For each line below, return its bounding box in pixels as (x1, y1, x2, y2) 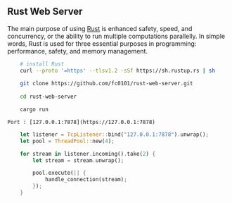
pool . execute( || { (32, 169, 86, 177)
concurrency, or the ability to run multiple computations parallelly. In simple (7, 32, 226, 40)
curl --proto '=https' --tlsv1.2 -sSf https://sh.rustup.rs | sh (20, 67, 216, 74)
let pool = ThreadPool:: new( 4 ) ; (20, 137, 115, 144)
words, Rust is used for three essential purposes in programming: (7, 39, 197, 48)
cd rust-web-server (20, 93, 77, 101)
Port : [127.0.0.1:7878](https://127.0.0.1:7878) (7, 118, 156, 125)
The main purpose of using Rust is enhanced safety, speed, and (7, 24, 193, 32)
